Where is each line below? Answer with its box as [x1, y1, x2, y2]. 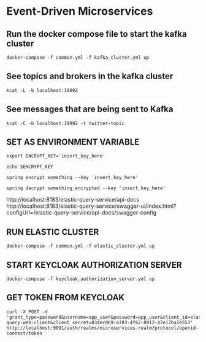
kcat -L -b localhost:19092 [6, 87, 78, 93]
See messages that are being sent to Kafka [6, 104, 174, 115]
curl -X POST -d [6, 308, 48, 315]
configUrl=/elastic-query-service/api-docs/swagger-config [6, 209, 157, 216]
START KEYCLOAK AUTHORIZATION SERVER [6, 259, 182, 270]
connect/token [6, 330, 43, 336]
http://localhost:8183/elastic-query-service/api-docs [6, 196, 140, 203]
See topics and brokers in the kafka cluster [6, 71, 174, 82]
